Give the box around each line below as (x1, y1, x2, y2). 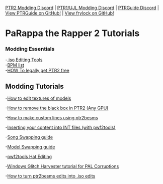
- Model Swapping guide (5, 144, 55, 150)
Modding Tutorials (5, 82, 64, 90)
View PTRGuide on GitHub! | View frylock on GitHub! (5, 10, 114, 16)
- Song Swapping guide (5, 134, 53, 140)
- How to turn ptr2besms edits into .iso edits (5, 173, 96, 179)
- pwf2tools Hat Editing (5, 153, 52, 160)
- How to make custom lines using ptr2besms (5, 115, 98, 121)
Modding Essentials (5, 46, 55, 53)
